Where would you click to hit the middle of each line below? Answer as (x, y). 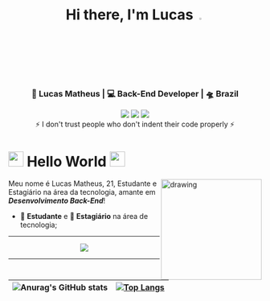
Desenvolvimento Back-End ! (57, 201)
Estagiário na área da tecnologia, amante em (82, 192)
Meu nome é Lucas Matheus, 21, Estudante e (83, 183)
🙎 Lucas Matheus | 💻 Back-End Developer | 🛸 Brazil (135, 94)
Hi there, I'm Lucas (129, 15)
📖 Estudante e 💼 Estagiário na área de (84, 216)
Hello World (67, 161)
